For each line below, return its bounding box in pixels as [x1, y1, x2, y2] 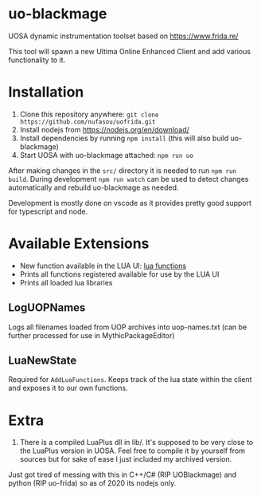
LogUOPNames [8, 301, 86, 315]
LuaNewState [8, 354, 77, 368]
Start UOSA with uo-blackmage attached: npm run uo [19, 150, 193, 159]
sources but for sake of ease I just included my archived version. [19, 455, 232, 464]
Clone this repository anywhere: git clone [19, 109, 159, 119]
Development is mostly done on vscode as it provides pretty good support [8, 198, 252, 207]
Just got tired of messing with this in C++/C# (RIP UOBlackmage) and [8, 470, 237, 479]
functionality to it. [8, 55, 66, 65]
